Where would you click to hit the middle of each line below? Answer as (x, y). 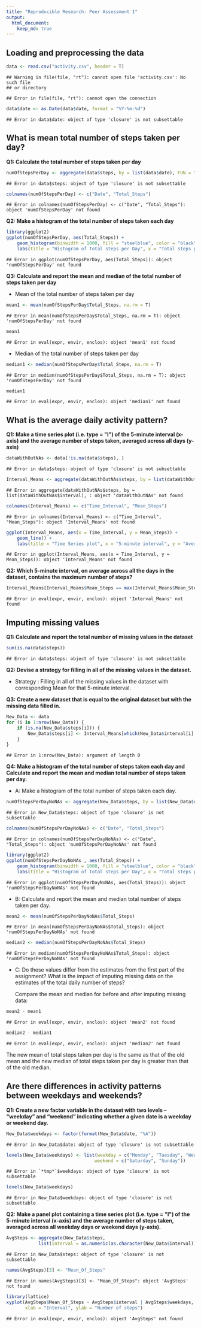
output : (16, 17)
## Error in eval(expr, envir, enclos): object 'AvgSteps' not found (95, 1318)
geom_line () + (34, 538)
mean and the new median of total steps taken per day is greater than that (98, 1061)
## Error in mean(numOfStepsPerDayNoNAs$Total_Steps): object (85, 927)
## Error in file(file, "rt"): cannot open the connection (81, 98)
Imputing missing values (53, 623)
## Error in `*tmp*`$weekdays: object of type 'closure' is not (88, 1172)
